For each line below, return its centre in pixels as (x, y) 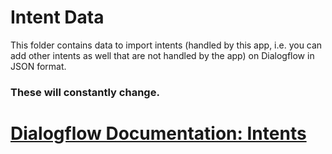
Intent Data (57, 17)
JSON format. (38, 66)
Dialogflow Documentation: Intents (158, 133)
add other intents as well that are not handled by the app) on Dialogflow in (162, 55)
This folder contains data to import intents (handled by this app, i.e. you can (166, 45)
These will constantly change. (85, 92)
